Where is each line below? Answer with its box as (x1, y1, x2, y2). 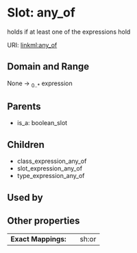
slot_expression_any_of (16, 164, 83, 173)
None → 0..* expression (7, 79, 73, 89)
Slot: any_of (7, 5, 75, 21)
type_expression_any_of (16, 172, 85, 180)
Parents (7, 100, 41, 112)
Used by (7, 191, 43, 203)
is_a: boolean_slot (16, 119, 68, 127)
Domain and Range (7, 60, 90, 73)
